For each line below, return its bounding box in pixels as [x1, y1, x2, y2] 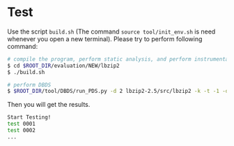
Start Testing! [7, 114, 52, 121]
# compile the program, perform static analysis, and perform [7, 55, 192, 63]
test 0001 [7, 120, 36, 128]
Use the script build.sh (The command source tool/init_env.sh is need [7, 27, 216, 36]
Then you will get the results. [7, 101, 91, 109]
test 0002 [7, 127, 36, 134]
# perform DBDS [7, 81, 52, 88]
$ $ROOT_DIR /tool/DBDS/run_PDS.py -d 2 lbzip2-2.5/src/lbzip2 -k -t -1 [7, 88, 219, 95]
